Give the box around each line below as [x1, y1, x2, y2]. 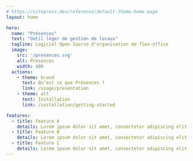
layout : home [6, 14, 39, 20]
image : [11, 47, 28, 53]
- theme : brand [17, 75, 55, 80]
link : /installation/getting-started [21, 102, 116, 108]
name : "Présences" [11, 30, 58, 36]
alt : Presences [17, 57, 55, 64]
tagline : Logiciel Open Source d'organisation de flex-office [11, 41, 169, 47]
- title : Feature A [11, 118, 60, 124]
